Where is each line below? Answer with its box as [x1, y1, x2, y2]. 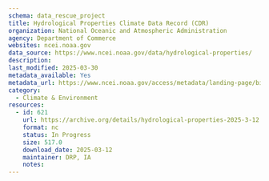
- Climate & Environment [15, 94, 98, 102]
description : [8, 57, 52, 65]
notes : [22, 161, 45, 169]
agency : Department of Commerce [8, 34, 116, 42]
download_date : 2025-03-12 [22, 146, 113, 154]
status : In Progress [22, 131, 91, 139]
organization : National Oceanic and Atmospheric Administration [8, 26, 227, 34]
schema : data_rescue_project [8, 11, 106, 20]
